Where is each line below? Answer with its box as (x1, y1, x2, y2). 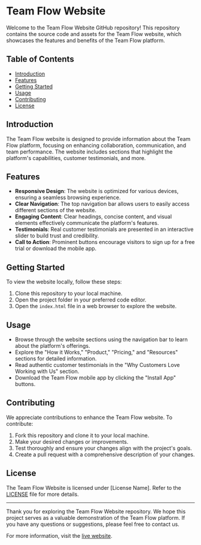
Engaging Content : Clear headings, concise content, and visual (14, 213, 172, 220)
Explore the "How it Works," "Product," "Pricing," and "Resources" (14, 349, 178, 356)
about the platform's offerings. (14, 342, 90, 349)
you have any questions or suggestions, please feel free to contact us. (6, 520, 179, 528)
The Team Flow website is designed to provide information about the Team (6, 135, 191, 142)
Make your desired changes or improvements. (14, 438, 129, 445)
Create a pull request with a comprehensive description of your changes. (14, 451, 195, 458)
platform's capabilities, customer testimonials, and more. (6, 154, 146, 161)
